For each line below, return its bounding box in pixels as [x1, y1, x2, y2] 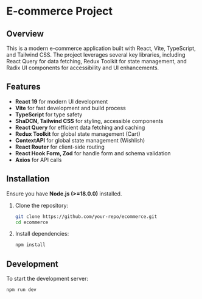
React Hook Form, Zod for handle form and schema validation [15, 149, 172, 157]
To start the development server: [6, 275, 89, 283]
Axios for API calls [15, 156, 62, 163]
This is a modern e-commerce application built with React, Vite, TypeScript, [6, 44, 196, 52]
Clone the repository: [15, 202, 69, 209]
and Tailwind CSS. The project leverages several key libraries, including [6, 51, 186, 58]
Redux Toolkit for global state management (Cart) [15, 130, 141, 138]
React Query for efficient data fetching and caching [15, 124, 145, 131]
